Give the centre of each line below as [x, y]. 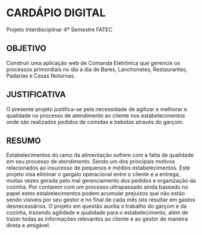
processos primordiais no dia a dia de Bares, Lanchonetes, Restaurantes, [97, 69]
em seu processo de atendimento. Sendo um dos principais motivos [91, 162]
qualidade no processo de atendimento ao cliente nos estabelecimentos [96, 115]
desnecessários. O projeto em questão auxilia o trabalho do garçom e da [96, 206]
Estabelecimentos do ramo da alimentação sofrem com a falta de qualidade [100, 155]
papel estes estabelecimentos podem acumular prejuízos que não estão [96, 194]
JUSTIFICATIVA [36, 95]
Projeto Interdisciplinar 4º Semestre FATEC [59, 29]
